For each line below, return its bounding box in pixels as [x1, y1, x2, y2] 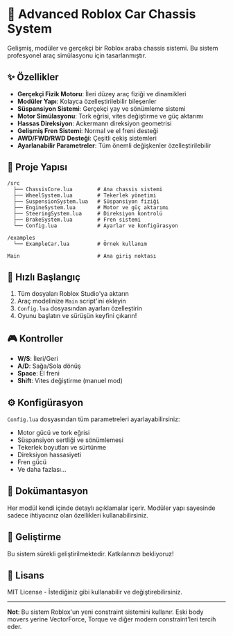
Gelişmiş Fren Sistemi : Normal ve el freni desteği [17, 126, 158, 134]
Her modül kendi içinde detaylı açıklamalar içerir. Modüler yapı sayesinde [7, 504, 216, 512]
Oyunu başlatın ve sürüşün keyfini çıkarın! [17, 312, 137, 320]
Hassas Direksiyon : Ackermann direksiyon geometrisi [17, 119, 172, 127]
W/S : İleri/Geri [17, 355, 59, 363]
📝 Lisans [7, 569, 45, 581]
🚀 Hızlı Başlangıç [7, 271, 81, 283]
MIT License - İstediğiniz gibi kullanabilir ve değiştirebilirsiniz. [7, 588, 182, 597]
